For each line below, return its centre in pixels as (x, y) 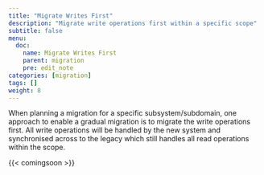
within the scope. (37, 147)
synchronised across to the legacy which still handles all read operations (129, 139)
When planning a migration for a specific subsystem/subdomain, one (123, 113)
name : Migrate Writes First (70, 53)
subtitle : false (35, 31)
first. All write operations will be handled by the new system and (115, 130)
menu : (17, 38)
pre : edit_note (48, 68)
